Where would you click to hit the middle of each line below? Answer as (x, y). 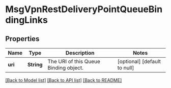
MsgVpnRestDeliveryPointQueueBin (84, 9)
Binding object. (66, 68)
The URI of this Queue (74, 61)
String (35, 64)
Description (80, 53)
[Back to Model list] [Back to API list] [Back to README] (64, 80)
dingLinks (27, 20)
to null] (126, 68)
